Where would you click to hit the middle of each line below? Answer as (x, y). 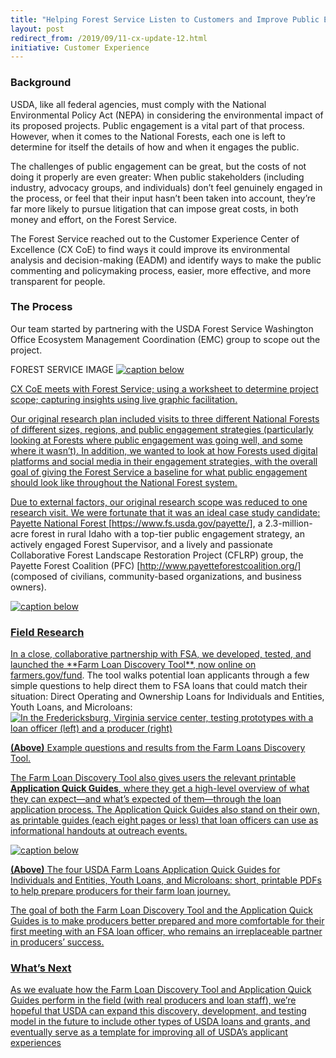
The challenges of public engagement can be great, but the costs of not (158, 166)
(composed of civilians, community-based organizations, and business (156, 576)
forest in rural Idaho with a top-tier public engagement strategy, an (167, 533)
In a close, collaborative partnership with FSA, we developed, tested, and (161, 654)
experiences (36, 1043)
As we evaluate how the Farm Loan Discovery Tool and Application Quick (161, 990)
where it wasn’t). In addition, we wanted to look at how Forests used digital (164, 450)
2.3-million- (288, 523)
